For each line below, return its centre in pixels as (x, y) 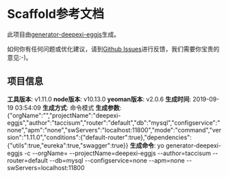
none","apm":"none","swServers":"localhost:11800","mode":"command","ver (114, 130)
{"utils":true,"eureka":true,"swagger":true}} (68, 145)
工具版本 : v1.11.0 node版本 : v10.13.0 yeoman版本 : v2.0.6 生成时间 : (99, 99)
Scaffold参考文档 (56, 14)
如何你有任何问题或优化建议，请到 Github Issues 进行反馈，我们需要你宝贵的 (113, 49)
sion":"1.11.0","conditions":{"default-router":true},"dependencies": (99, 137)
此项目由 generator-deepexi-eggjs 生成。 (64, 34)
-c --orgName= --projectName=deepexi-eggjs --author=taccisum (117, 153)
